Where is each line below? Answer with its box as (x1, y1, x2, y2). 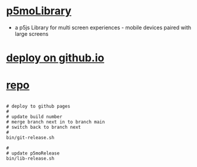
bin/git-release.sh (6, 135, 55, 141)
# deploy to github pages (6, 103, 70, 110)
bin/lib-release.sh (6, 156, 55, 162)
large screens (14, 30, 49, 37)
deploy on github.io (6, 51, 105, 65)
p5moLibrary (6, 4, 71, 18)
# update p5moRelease (6, 150, 60, 156)
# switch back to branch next (6, 124, 82, 131)
